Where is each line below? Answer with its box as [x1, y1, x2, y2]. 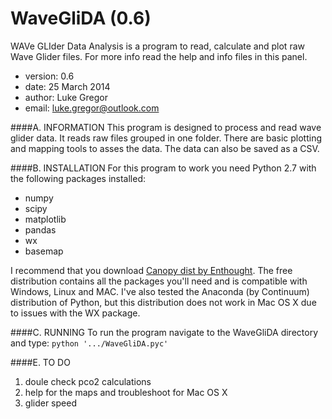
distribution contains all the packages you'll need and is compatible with [10, 275, 308, 287]
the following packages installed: [10, 172, 146, 184]
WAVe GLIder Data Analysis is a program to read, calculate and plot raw [10, 40, 305, 52]
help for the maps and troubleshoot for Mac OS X [24, 386, 228, 398]
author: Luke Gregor [24, 91, 108, 103]
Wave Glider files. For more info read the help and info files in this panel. [10, 50, 308, 62]
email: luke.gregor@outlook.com [24, 102, 160, 114]
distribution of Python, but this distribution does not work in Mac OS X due [10, 296, 317, 308]
